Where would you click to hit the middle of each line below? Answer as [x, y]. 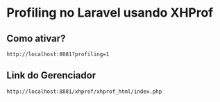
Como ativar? [36, 39]
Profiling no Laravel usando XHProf [110, 13]
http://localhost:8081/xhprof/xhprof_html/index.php [84, 92]
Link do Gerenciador [51, 75]
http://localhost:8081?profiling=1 [58, 54]
